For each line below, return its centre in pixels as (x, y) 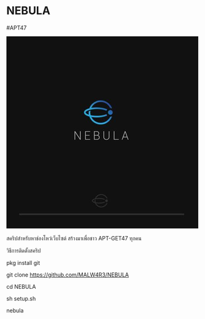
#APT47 (17, 28)
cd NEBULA (21, 286)
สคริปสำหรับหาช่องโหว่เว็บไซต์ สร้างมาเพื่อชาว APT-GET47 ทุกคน (74, 238)
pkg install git (23, 262)
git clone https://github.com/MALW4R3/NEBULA (68, 275)
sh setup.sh (21, 298)
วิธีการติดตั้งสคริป (24, 250)
